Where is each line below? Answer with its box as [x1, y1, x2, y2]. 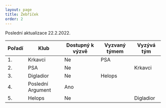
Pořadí [7, 45, 24, 52]
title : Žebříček [5, 12, 39, 17]
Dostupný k [66, 42, 94, 49]
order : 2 [5, 16, 23, 21]
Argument [28, 87, 51, 94]
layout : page [5, 7, 32, 12]
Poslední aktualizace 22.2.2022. [5, 30, 71, 36]
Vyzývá [137, 42, 156, 49]
